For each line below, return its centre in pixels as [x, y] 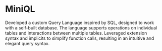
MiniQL [20, 9]
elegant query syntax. [27, 43]
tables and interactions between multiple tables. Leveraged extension [76, 33]
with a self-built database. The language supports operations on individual [81, 27]
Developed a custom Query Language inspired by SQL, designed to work [80, 23]
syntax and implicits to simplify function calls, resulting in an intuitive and [80, 38]
